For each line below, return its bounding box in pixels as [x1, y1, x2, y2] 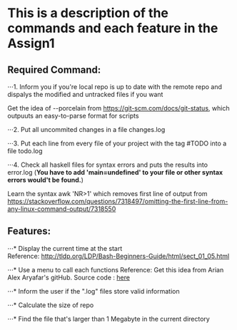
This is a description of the [7, 5, 169, 21]
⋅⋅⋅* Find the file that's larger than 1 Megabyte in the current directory [7, 314, 211, 323]
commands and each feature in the [7, 20, 218, 36]
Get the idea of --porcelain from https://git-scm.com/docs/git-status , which [7, 104, 230, 112]
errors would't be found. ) [7, 176, 84, 184]
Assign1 [7, 36, 55, 51]
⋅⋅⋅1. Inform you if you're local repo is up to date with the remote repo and [7, 83, 223, 91]
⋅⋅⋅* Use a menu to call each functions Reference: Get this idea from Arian [7, 265, 224, 274]
